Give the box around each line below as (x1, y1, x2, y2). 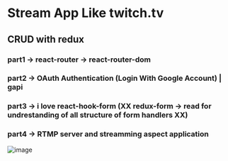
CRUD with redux (7, 33, 85, 45)
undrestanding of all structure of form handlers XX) (7, 110, 188, 120)
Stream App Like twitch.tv (7, 5, 164, 21)
